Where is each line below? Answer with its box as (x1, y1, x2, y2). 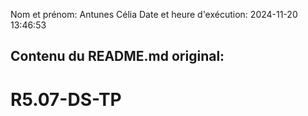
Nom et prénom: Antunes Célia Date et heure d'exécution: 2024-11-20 (10, 9, 298, 20)
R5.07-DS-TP (10, 88, 122, 111)
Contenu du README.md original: (10, 48, 225, 65)
